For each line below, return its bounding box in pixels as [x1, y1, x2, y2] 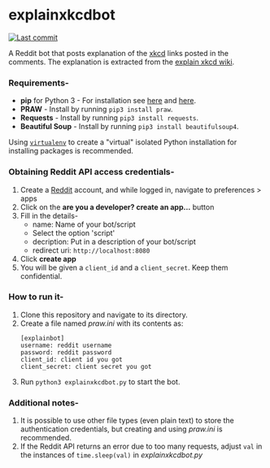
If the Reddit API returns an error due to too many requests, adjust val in [20, 441, 263, 452]
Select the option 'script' [32, 227, 115, 237]
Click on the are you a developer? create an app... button [20, 201, 215, 212]
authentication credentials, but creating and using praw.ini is [20, 424, 223, 434]
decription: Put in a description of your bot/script [32, 236, 197, 246]
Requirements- [8, 77, 69, 89]
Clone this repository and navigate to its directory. [20, 310, 189, 319]
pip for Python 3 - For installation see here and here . [20, 96, 197, 106]
